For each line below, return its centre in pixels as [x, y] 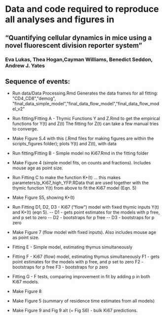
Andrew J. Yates [25, 65]
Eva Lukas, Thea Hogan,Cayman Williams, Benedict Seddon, [79, 59]
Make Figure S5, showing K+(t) [43, 197]
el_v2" [18, 109]
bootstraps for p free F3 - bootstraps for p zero [60, 267]
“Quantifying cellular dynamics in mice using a [78, 38]
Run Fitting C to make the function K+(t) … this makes [66, 178]
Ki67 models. [26, 282]
